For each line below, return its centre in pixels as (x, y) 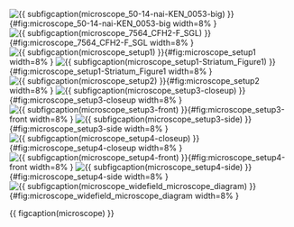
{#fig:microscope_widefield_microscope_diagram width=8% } (124, 195)
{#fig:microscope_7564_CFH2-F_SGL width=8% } (102, 42)
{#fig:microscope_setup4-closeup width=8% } (96, 148)
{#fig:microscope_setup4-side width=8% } (89, 177)
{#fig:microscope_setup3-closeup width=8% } (96, 100)
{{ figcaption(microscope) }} (62, 213)
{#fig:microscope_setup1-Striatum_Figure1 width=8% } (111, 71)
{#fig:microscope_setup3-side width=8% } (89, 129)
